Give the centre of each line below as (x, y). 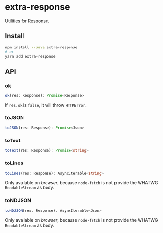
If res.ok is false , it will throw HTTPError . (46, 105)
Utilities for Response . (27, 21)
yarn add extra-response (30, 56)
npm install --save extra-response (41, 47)
